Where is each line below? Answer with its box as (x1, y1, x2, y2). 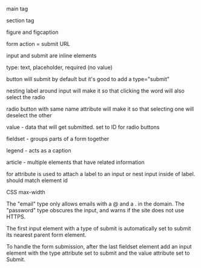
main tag (6, 5, 28, 12)
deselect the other (6, 112, 52, 119)
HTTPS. (6, 213, 26, 220)
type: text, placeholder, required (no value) (6, 64, 113, 71)
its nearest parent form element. (6, 231, 87, 238)
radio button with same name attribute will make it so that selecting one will (6, 105, 194, 113)
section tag (6, 17, 35, 24)
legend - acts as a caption (6, 147, 71, 154)
